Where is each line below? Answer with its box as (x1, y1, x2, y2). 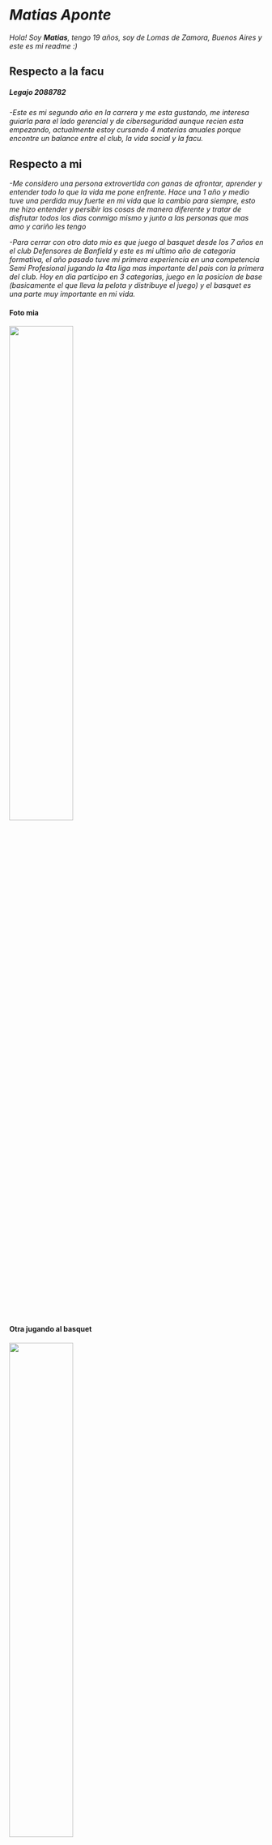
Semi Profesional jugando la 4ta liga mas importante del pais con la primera (9, 264, 265, 273)
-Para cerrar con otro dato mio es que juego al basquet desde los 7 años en (9, 238, 264, 247)
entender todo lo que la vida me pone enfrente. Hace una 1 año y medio (9, 187, 250, 197)
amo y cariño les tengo (9, 221, 87, 232)
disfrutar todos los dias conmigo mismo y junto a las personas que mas (9, 213, 249, 223)
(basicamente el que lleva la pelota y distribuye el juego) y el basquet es (9, 281, 252, 290)
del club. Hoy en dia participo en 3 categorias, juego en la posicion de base (9, 272, 262, 281)
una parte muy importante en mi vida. (9, 290, 136, 299)
